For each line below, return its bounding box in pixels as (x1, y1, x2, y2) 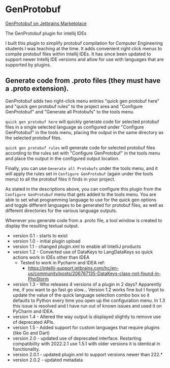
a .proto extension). (5, 84, 69, 93)
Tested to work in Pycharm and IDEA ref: (20, 259, 106, 265)
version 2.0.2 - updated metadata (12, 357, 83, 363)
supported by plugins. (5, 62, 51, 68)
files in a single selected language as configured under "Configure (5, 124, 144, 130)
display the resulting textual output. (5, 223, 79, 229)
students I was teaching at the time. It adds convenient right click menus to (5, 45, 162, 51)
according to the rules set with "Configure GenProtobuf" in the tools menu (5, 150, 160, 156)
